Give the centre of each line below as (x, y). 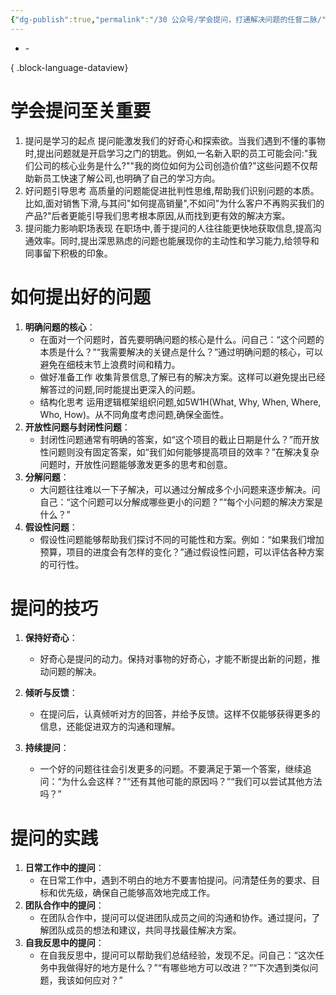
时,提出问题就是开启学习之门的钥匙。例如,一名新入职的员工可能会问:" (166, 153)
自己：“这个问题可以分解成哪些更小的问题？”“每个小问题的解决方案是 (181, 502)
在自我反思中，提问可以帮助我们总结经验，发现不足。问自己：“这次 (177, 955)
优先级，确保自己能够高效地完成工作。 (136, 893)
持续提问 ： (47, 748)
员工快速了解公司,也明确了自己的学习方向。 (131, 178)
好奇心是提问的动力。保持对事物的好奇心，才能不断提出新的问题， (175, 659)
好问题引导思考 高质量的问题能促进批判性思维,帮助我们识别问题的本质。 (172, 190)
